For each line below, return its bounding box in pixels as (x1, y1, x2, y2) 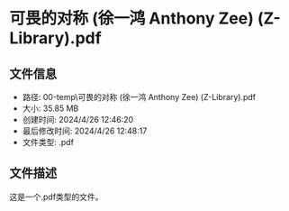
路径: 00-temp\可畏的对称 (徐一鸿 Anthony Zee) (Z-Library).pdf (22, 92, 257, 102)
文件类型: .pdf (22, 137, 75, 147)
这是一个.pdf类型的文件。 (9, 191, 104, 202)
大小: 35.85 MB (22, 103, 79, 114)
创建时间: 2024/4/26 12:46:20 (22, 115, 134, 124)
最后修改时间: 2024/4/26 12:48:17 (22, 125, 148, 136)
